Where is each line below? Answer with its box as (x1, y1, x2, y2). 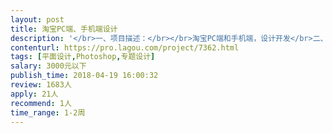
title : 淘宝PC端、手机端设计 (10, 24, 118, 34)
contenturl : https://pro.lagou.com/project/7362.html (10, 42, 240, 53)
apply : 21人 (10, 89, 59, 99)
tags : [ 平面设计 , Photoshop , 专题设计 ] (10, 52, 156, 62)
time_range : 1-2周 (10, 107, 86, 118)
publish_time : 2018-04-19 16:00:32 (10, 71, 159, 81)
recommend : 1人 (10, 98, 72, 108)
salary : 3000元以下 (10, 61, 87, 71)
